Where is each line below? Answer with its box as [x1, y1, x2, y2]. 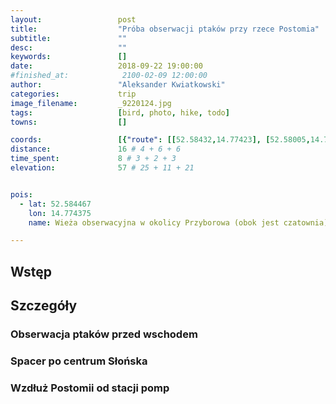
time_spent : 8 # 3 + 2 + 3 [10, 154, 177, 164]
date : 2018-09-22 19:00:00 [10, 61, 203, 71]
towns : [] [10, 117, 128, 127]
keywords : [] [10, 52, 128, 62]
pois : [10, 189, 33, 200]
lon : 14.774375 [28, 208, 92, 218]
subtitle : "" [10, 33, 128, 43]
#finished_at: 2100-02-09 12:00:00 [10, 71, 208, 81]
